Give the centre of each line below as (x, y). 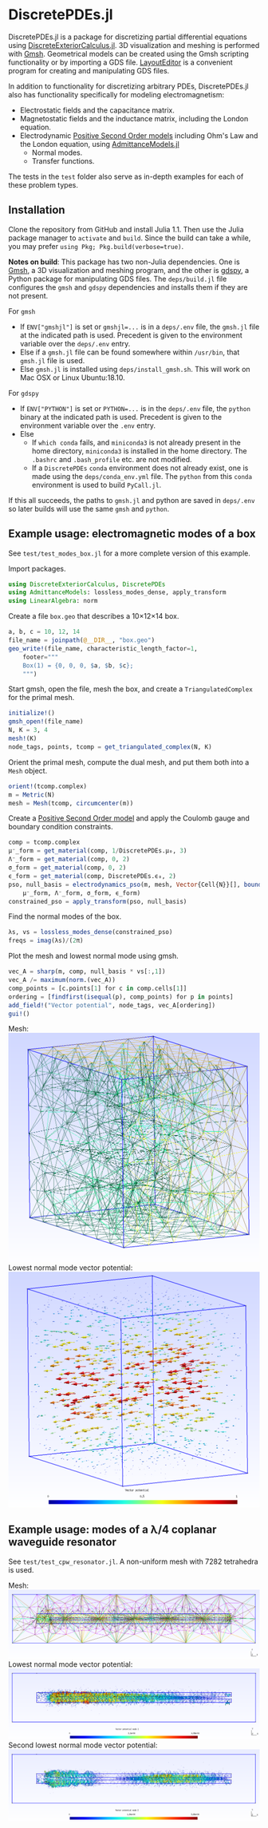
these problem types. (43, 184)
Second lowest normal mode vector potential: (83, 1745)
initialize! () (32, 713)
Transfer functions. (63, 160)
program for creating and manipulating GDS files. (89, 70)
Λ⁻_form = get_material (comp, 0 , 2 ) (69, 860)
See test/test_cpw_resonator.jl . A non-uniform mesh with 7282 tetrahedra (133, 1561)
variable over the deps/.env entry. (75, 343)
